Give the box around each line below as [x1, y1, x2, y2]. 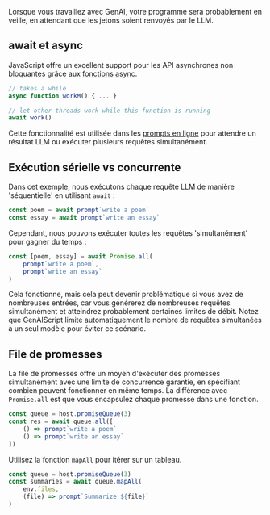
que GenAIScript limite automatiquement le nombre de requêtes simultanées [8, 315, 262, 325]
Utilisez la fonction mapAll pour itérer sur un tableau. [8, 454, 182, 464]
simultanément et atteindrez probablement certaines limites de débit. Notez [8, 307, 260, 316]
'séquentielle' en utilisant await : [8, 191, 115, 200]
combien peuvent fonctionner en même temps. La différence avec [8, 386, 228, 396]
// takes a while [8, 84, 67, 92]
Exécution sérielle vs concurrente [8, 161, 181, 174]
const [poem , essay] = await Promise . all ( [8, 252, 153, 261]
